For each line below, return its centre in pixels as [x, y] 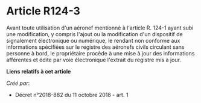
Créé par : [18, 83]
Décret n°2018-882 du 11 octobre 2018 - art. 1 [72, 95]
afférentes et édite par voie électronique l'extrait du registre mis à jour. [94, 60]
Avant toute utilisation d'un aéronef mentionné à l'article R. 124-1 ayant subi [100, 28]
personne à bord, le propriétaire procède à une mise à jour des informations [101, 53]
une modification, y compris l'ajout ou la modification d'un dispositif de [94, 34]
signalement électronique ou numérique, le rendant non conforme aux [93, 40]
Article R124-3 [43, 11]
